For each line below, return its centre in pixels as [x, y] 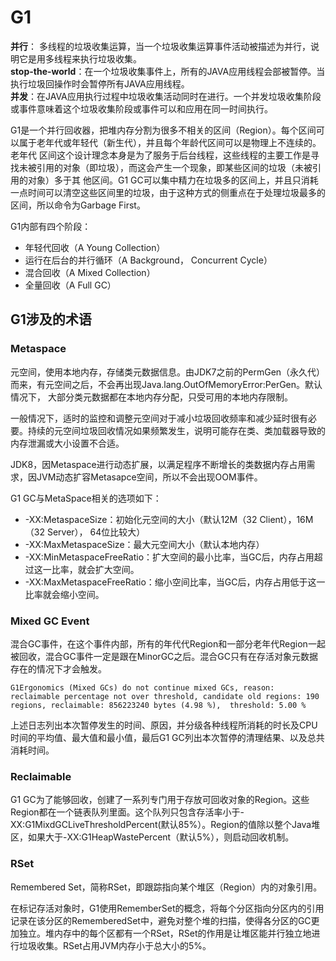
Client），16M [286, 519]
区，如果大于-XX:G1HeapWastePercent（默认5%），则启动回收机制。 [152, 837]
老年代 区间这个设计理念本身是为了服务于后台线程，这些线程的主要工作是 [160, 155]
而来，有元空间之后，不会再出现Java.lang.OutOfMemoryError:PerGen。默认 [166, 384]
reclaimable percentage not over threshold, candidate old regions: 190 [165, 696]
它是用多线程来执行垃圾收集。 [80, 58]
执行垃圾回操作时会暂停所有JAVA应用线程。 [100, 83]
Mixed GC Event [50, 621]
